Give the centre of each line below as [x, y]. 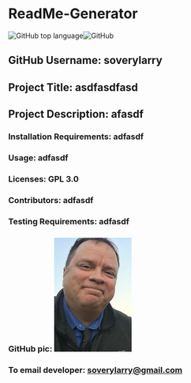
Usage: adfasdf [38, 157]
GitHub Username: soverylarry [86, 60]
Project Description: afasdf [76, 114]
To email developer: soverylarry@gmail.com [95, 370]
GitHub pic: [30, 348]
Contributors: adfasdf [51, 200]
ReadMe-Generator [73, 14]
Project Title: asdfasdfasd [73, 87]
